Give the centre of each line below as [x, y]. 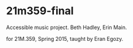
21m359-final [40, 11]
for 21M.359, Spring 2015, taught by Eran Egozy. [65, 39]
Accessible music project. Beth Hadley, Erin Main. [66, 27]
